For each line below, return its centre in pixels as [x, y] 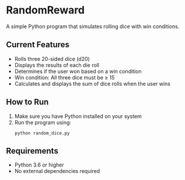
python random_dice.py [42, 133]
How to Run [27, 102]
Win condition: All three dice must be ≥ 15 [64, 77]
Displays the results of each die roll [57, 65]
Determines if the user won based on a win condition [78, 71]
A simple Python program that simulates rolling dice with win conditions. [93, 26]
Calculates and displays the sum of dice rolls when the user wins [92, 84]
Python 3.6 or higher [39, 165]
